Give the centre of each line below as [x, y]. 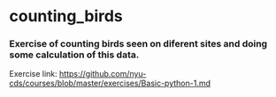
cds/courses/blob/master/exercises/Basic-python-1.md [110, 83]
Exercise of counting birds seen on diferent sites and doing [138, 44]
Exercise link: [33, 74]
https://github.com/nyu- [103, 74]
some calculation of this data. [74, 55]
